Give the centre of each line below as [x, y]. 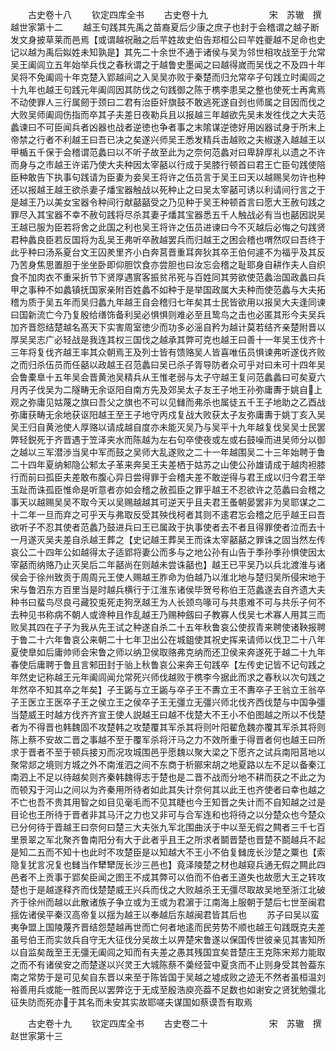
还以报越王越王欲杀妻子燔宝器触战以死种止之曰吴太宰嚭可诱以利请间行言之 [163, 189]
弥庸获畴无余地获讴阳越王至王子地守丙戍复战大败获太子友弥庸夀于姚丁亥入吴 [168, 414]
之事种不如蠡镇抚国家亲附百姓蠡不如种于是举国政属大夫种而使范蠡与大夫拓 [172, 289]
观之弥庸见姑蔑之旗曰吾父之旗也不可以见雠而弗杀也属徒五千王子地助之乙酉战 [168, 402]
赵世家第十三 [36, 1036]
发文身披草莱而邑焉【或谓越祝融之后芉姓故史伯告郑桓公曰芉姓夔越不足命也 [163, 39]
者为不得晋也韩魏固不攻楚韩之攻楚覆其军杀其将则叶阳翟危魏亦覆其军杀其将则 [168, 727]
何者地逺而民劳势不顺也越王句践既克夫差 [242, 927]
